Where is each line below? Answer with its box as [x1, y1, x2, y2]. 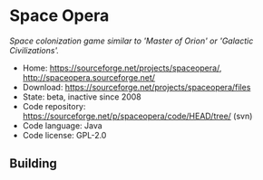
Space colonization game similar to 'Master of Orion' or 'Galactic [9, 35, 254, 46]
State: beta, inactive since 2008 [22, 91, 142, 102]
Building [9, 156, 57, 172]
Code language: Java [22, 119, 102, 131]
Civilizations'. [9, 44, 59, 55]
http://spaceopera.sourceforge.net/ [22, 71, 156, 82]
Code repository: [22, 100, 86, 111]
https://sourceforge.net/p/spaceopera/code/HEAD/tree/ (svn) [22, 110, 253, 121]
